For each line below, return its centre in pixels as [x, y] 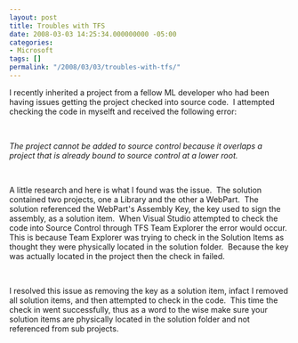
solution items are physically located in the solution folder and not [130, 319]
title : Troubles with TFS [57, 26]
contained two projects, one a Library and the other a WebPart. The [134, 199]
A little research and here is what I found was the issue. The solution [136, 190]
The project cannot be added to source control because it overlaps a [136, 146]
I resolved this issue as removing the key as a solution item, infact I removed [149, 290]
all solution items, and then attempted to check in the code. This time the [144, 300]
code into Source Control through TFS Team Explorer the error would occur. [148, 227]
